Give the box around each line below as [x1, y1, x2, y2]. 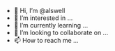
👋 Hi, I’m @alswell [13, 7, 66, 14]
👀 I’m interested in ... [13, 14, 73, 22]
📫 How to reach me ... [13, 37, 79, 44]
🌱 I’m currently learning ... [13, 21, 89, 29]
